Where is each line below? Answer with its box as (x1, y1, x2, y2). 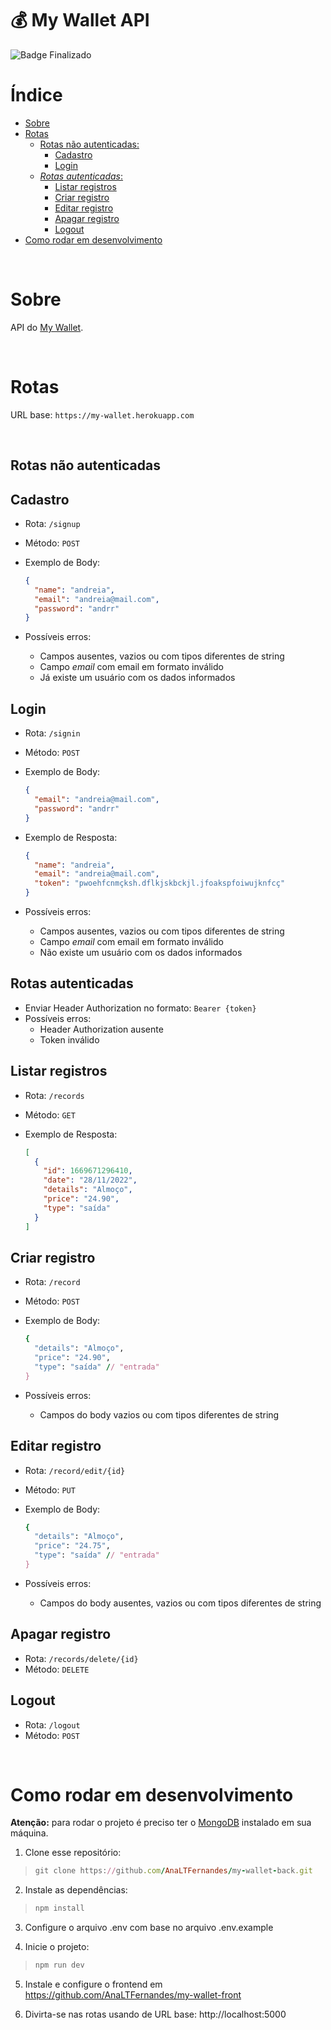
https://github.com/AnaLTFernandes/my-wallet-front (24, 1989, 242, 2001)
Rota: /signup (24, 517, 81, 529)
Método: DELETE (24, 1663, 90, 1675)
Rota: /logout (24, 1718, 81, 1731)
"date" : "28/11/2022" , (43, 1175, 138, 1186)
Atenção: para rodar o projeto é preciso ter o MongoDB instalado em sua (10, 1817, 312, 1829)
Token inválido (39, 1033, 100, 1046)
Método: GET (24, 1108, 76, 1121)
